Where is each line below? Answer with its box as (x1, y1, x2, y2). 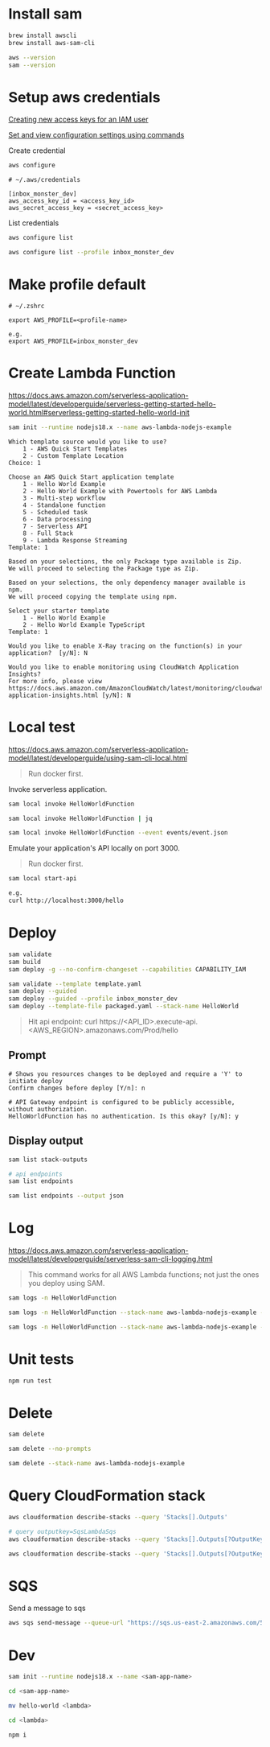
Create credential (8, 146, 66, 155)
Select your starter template (8, 607, 110, 615)
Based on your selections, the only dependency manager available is (8, 579, 247, 587)
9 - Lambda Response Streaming (22, 536, 128, 544)
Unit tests (8, 1349, 75, 1368)
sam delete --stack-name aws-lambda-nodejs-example (8, 1460, 185, 1468)
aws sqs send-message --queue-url (8, 1619, 125, 1627)
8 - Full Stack (22, 529, 74, 538)
